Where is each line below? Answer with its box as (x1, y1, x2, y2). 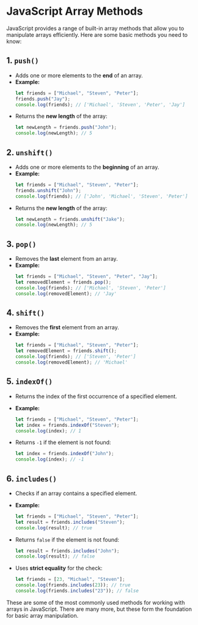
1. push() (6, 55, 39, 66)
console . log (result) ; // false (15, 553, 95, 559)
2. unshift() (6, 147, 53, 158)
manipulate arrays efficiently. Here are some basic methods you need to (6, 31, 188, 38)
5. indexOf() (6, 376, 53, 387)
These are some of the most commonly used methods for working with (6, 599, 185, 606)
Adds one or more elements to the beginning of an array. (15, 163, 159, 171)
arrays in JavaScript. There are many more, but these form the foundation (6, 605, 193, 613)
